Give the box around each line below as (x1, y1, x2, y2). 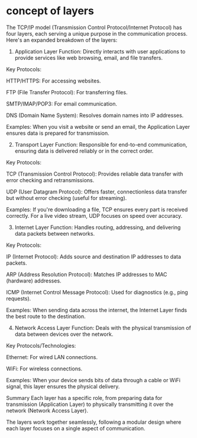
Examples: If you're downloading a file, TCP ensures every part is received (6, 206, 188, 213)
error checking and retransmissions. (6, 176, 95, 183)
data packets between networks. (14, 230, 95, 237)
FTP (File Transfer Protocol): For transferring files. (6, 88, 128, 96)
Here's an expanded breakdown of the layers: (6, 36, 118, 43)
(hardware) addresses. (6, 277, 62, 284)
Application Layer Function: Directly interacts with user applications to (14, 47, 186, 55)
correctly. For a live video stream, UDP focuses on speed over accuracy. (6, 212, 183, 219)
